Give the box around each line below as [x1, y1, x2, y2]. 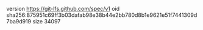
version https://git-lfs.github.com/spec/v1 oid [6, 5, 120, 12]
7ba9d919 [6, 18, 32, 25]
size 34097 [32, 18, 61, 25]
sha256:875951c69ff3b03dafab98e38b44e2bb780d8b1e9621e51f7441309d [6, 11, 198, 19]
